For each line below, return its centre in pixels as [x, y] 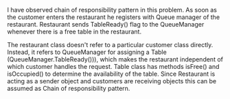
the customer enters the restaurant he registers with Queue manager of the [114, 17]
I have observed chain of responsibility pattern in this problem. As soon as [112, 10]
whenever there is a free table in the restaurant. [74, 31]
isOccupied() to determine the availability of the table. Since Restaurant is [111, 74]
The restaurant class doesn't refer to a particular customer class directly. [110, 45]
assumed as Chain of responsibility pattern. [69, 88]
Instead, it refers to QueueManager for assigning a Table [87, 52]
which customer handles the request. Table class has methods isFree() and [113, 67]
